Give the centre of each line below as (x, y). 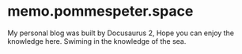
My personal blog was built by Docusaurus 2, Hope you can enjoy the (121, 33)
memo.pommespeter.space (100, 11)
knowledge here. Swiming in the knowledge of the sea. (97, 41)
